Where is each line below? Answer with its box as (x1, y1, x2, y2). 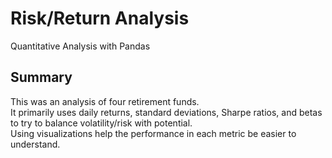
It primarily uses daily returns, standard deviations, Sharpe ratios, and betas (10, 106, 323, 118)
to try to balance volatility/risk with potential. (10, 117, 193, 129)
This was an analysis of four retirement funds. (10, 95, 200, 107)
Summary (10, 69, 73, 86)
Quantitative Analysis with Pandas (10, 40, 151, 52)
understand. (10, 138, 61, 150)
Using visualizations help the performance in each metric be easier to (10, 127, 297, 139)
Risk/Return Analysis (10, 7, 190, 30)
